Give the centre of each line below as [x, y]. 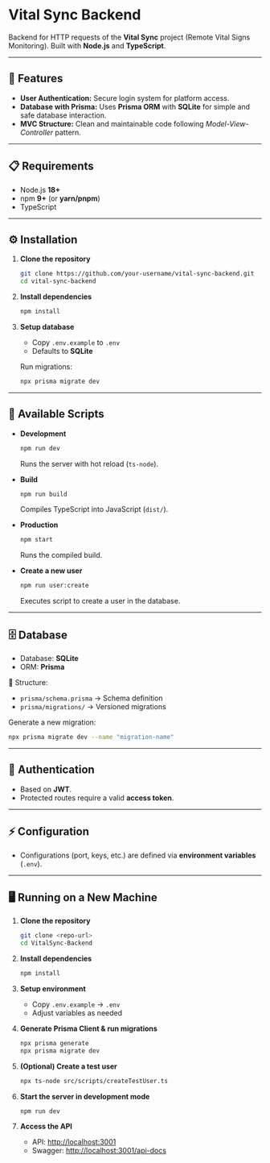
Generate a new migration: [52, 722]
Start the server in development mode [85, 1096]
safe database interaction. [63, 115]
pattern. [68, 132]
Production [39, 525]
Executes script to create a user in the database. [100, 601]
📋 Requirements [51, 166]
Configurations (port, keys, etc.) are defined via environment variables [138, 855]
